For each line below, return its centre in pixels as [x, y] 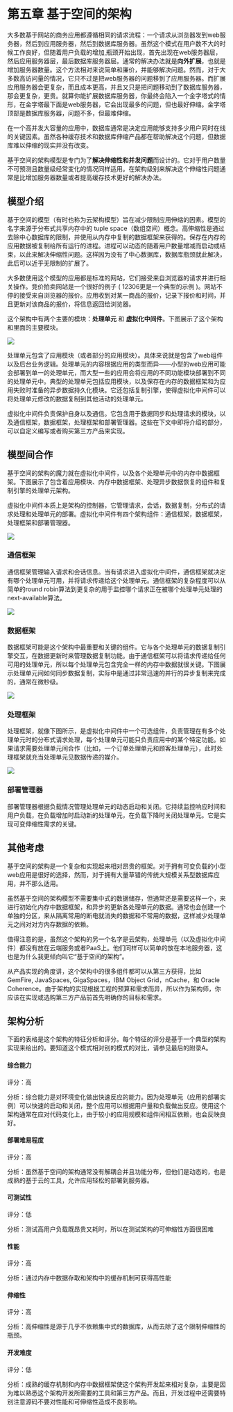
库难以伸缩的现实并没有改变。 [50, 145]
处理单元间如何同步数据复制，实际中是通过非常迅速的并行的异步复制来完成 [119, 673]
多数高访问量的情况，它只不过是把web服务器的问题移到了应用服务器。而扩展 [116, 78]
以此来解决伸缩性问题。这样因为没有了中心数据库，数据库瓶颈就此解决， [122, 254]
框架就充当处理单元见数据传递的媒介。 [68, 757]
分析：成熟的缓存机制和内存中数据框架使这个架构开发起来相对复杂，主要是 [113, 1384]
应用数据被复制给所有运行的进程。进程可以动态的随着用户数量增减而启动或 [113, 246]
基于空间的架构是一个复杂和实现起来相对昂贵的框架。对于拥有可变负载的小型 [116, 866]
